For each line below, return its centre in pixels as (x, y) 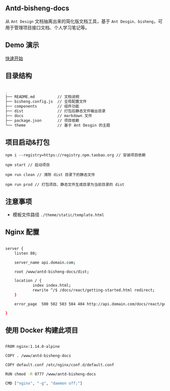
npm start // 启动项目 (28, 165)
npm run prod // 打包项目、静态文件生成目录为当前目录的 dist (65, 185)
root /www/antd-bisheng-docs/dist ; (52, 272)
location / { (28, 281)
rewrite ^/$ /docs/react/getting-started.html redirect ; (94, 290)
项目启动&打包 (28, 142)
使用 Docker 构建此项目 (42, 330)
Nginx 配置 (22, 232)
